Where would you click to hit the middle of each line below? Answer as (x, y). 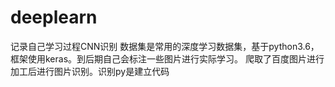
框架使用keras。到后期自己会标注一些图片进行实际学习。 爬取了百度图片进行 (167, 58)
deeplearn (54, 17)
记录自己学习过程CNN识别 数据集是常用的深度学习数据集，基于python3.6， (165, 46)
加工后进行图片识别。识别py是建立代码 (90, 71)
